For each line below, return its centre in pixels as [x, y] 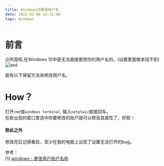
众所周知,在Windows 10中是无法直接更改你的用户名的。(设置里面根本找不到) [82, 59]
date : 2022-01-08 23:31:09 [33, 14]
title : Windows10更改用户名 [32, 10]
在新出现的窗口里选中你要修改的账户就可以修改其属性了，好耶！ [70, 118]
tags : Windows [20, 19]
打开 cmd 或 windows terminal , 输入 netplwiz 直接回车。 [58, 112]
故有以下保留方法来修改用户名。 [38, 75]
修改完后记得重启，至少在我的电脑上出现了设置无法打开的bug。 [70, 142]
